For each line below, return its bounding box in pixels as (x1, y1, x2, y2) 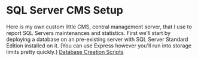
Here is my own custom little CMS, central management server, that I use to (6, 23, 193, 30)
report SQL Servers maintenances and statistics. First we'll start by (6, 29, 171, 36)
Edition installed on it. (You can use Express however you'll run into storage (6, 42, 192, 49)
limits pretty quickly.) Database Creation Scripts (6, 48, 124, 55)
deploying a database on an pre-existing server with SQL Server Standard (6, 36, 188, 43)
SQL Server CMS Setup (6, 4, 124, 17)
